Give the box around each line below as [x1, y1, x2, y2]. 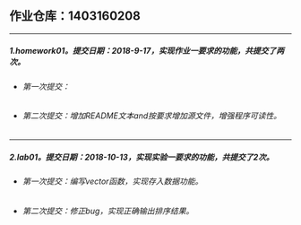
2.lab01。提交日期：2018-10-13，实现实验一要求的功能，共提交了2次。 [9, 151, 275, 162]
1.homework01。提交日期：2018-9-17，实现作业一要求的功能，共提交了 [9, 46, 277, 56]
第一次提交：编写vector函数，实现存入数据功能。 [21, 176, 203, 186]
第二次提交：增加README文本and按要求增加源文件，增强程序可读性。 [21, 110, 282, 121]
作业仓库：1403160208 [9, 8, 141, 24]
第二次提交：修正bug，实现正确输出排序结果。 [21, 205, 194, 216]
